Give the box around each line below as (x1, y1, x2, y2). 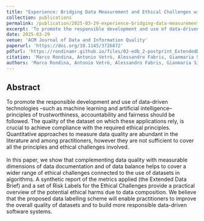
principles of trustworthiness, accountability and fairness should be (6, 111, 175, 118)
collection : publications (6, 15, 72, 21)
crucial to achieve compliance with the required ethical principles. (6, 124, 171, 131)
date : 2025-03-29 (6, 32, 50, 38)
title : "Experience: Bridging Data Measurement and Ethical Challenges (6, 8, 191, 15)
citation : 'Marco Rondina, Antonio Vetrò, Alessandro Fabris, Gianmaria (6, 54, 194, 60)
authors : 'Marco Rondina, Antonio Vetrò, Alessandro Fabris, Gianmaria (6, 59, 191, 66)
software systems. (6, 208, 53, 216)
